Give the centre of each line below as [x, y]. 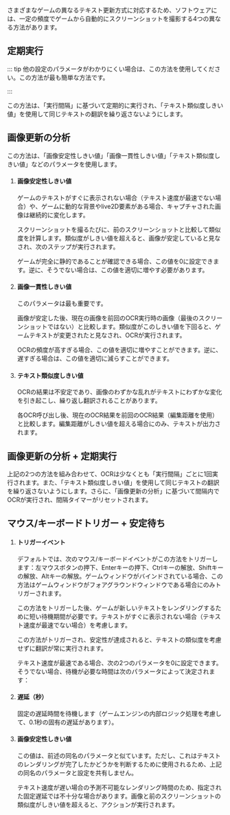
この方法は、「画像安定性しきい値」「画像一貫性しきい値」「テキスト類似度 [111, 155]
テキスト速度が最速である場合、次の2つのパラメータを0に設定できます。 [119, 662]
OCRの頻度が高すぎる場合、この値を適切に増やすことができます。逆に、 [119, 350]
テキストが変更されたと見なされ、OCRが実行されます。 [107, 335]
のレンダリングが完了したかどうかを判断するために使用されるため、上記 [119, 764]
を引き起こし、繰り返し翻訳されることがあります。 [89, 401]
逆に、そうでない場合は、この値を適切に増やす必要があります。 [118, 269]
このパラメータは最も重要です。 [62, 304]
